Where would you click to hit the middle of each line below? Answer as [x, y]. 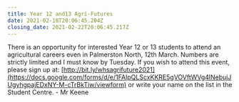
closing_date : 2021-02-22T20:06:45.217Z [68, 27]
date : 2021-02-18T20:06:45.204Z [55, 21]
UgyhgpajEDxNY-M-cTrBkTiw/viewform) [67, 85]
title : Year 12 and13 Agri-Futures [60, 14]
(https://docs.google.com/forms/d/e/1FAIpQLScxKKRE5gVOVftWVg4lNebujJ [119, 77]
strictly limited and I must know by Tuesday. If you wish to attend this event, [119, 62]
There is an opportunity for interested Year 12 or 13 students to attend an [114, 47]
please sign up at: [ [36, 70]
